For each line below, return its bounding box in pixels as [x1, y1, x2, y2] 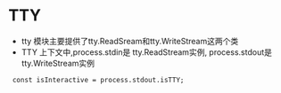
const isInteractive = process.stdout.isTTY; [12, 75, 185, 84]
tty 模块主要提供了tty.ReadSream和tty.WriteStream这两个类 [21, 35, 239, 46]
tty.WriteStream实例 [21, 58, 95, 68]
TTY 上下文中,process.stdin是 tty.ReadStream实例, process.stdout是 [21, 46, 273, 58]
